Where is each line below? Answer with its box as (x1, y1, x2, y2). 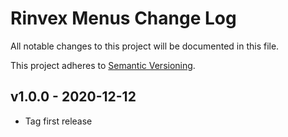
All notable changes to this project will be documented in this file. (10, 40, 280, 52)
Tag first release (24, 115, 93, 127)
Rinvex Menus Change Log (10, 7, 237, 30)
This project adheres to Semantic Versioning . (10, 59, 196, 71)
